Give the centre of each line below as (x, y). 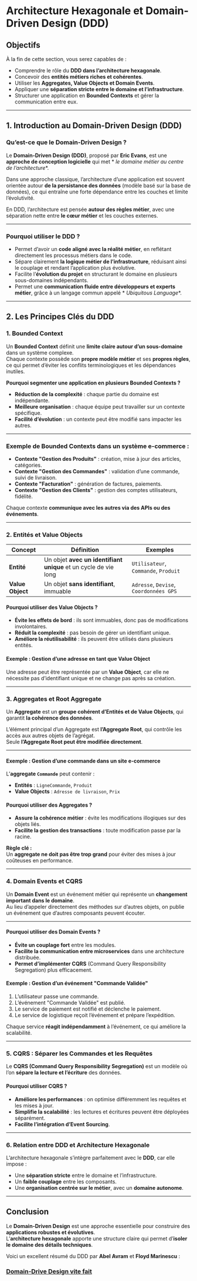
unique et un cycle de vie (79, 567)
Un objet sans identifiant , (79, 584)
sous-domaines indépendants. (51, 280)
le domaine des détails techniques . (50, 1245)
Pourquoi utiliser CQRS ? (37, 1086)
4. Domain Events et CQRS (45, 881)
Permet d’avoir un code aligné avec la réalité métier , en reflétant (93, 249)
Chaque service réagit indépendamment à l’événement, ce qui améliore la (96, 1026)
